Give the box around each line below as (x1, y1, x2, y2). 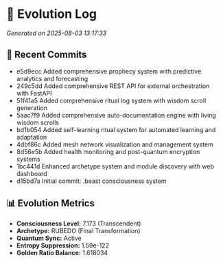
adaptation (16, 133, 47, 141)
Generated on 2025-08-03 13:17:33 (6, 29, 107, 37)
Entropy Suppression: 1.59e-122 (16, 241, 109, 250)
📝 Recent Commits (6, 49, 87, 61)
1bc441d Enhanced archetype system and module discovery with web (16, 162, 214, 171)
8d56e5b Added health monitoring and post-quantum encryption (16, 147, 200, 155)
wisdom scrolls (16, 118, 60, 127)
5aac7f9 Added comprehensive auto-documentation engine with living (16, 111, 217, 119)
